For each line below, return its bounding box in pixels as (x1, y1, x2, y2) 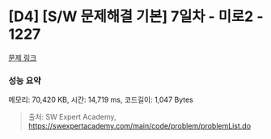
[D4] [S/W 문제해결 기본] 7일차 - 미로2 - (8, 7, 264, 26)
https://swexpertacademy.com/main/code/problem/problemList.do (28, 121, 252, 131)
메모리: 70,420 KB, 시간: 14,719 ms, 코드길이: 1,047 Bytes (8, 95, 194, 105)
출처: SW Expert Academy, (28, 112, 116, 122)
